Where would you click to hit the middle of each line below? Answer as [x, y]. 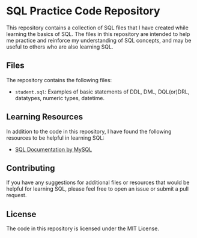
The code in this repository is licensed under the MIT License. [83, 228]
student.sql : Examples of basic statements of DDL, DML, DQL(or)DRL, [102, 92]
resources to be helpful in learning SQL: [56, 138]
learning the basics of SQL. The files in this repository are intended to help [98, 34]
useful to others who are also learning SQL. [60, 47]
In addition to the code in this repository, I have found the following [89, 131]
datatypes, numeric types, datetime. [60, 98]
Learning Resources [44, 117]
